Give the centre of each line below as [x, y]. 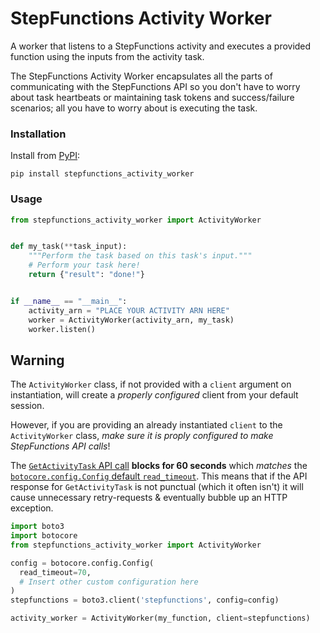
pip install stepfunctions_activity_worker [102, 174]
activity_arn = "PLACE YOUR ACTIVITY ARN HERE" [129, 310]
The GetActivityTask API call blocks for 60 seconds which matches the [159, 466]
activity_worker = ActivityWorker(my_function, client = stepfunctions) [160, 618]
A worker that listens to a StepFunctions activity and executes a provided [161, 46]
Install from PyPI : [45, 156]
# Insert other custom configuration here [109, 582]
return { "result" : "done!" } [86, 275]
